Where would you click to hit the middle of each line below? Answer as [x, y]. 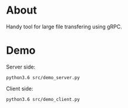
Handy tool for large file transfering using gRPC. [64, 27]
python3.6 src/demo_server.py [43, 77]
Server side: [21, 67]
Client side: [20, 89]
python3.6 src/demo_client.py [43, 99]
